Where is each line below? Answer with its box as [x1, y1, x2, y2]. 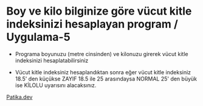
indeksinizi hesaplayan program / [6, 17, 178, 31]
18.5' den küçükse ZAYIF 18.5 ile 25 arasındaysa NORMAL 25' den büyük [15, 75, 198, 82]
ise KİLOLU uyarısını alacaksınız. [15, 81, 97, 89]
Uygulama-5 [6, 30, 71, 44]
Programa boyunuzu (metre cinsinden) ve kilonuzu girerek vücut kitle [15, 50, 188, 57]
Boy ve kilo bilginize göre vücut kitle [6, 4, 192, 18]
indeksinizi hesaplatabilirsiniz [15, 57, 89, 64]
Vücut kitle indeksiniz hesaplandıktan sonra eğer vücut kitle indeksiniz [15, 68, 191, 76]
